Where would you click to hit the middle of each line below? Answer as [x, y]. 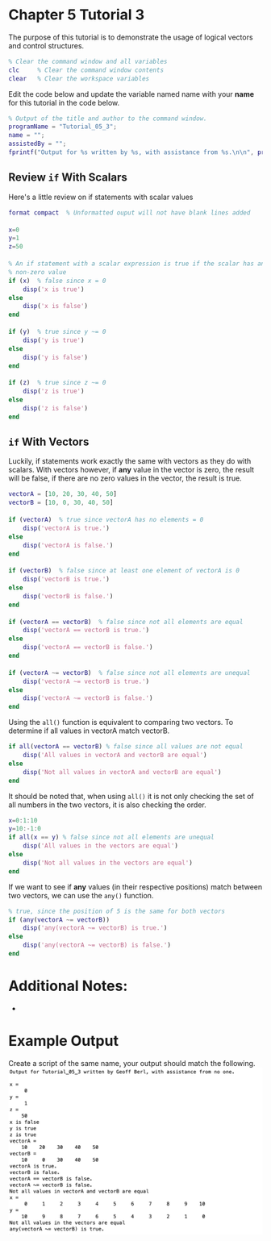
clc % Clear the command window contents [86, 70]
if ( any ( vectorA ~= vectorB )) [59, 920]
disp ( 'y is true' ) [54, 340]
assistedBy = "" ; [38, 144]
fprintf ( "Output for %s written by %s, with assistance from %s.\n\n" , [131, 152]
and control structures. [46, 45]
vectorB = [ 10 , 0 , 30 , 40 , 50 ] [61, 503]
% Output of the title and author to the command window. [108, 119]
